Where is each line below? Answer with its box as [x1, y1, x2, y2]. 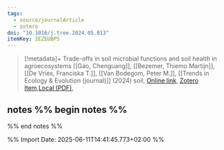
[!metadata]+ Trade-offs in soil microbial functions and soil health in [23, 54, 217, 63]
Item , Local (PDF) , [23, 84, 74, 92]
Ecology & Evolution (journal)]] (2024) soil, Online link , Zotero [23, 76, 198, 85]
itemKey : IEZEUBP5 [7, 36, 60, 43]
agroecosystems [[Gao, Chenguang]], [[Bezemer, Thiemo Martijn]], [23, 62, 215, 70]
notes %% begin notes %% [7, 104, 128, 116]
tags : [7, 10, 23, 17]
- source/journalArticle [13, 17, 85, 23]
